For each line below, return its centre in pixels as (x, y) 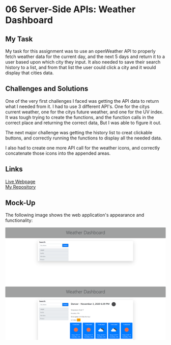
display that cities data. (30, 73)
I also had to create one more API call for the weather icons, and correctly (83, 148)
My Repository (21, 187)
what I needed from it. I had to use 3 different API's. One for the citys (78, 106)
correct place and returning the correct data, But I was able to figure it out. (83, 123)
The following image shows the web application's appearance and (75, 215)
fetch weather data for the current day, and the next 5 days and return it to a (85, 56)
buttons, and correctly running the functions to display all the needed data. (84, 138)
